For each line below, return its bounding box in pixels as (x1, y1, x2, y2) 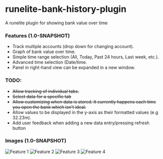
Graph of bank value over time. (12, 49, 76, 55)
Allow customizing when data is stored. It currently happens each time (12, 99, 156, 105)
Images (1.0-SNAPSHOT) (5, 137, 67, 144)
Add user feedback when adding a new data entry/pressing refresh (12, 120, 150, 126)
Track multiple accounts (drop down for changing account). (12, 44, 134, 50)
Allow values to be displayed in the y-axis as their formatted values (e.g (12, 109, 159, 115)
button (12, 125, 26, 131)
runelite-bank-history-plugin (5, 3, 127, 15)
